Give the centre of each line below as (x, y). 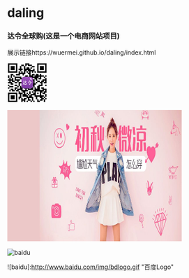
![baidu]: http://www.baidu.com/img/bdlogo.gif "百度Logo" (91, 267)
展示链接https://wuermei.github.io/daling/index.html (82, 53)
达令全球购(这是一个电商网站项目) (63, 36)
